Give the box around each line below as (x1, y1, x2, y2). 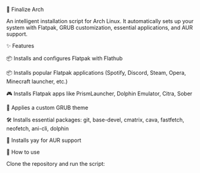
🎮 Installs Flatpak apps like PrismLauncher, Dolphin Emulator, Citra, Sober (6, 90, 193, 97)
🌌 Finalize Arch (6, 6, 44, 13)
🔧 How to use (6, 149, 40, 155)
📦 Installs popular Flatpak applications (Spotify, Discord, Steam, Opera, (6, 69, 187, 76)
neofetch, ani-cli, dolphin (6, 125, 69, 132)
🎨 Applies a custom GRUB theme (6, 104, 89, 111)
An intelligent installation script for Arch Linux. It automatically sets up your (6, 18, 194, 24)
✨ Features (6, 42, 35, 49)
